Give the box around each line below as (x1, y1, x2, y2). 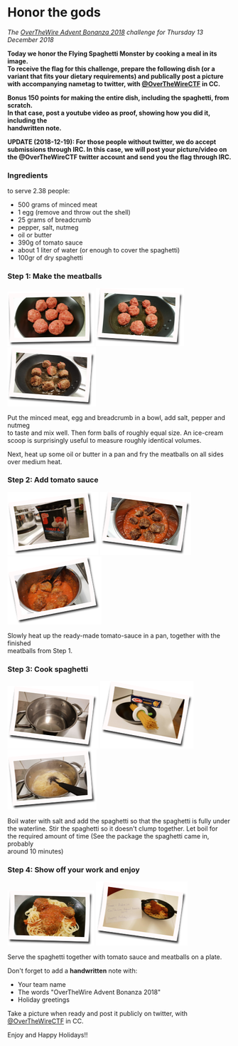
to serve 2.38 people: (7, 187, 70, 195)
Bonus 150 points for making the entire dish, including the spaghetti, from (7, 93, 229, 102)
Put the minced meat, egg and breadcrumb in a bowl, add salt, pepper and (7, 413, 226, 421)
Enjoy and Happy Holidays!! (7, 1031, 88, 1040)
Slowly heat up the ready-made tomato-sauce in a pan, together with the (7, 631, 220, 640)
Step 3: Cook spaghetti (7, 664, 89, 674)
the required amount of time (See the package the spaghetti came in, (7, 832, 210, 841)
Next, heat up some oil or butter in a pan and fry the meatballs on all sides (7, 450, 224, 458)
